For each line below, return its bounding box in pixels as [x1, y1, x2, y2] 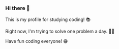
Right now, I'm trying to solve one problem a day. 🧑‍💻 [5, 28, 115, 35]
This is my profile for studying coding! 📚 [5, 16, 91, 22]
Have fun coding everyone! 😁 [5, 38, 68, 44]
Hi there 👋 [5, 5, 31, 12]
